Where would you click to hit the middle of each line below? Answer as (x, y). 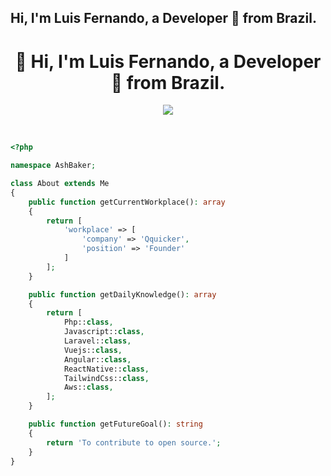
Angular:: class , (97, 359)
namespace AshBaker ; (53, 166)
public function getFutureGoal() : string (115, 424)
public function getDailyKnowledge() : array (122, 294)
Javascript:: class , (104, 332)
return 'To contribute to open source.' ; (134, 442)
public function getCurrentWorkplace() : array (127, 202)
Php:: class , (88, 322)
